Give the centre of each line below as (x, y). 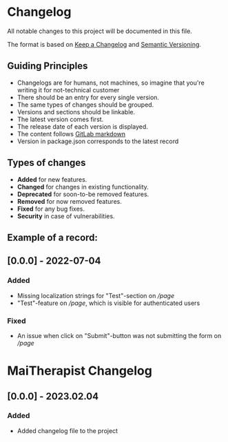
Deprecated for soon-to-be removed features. (83, 194)
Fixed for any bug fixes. (51, 209)
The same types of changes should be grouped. (85, 105)
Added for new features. (52, 179)
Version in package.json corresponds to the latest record (98, 141)
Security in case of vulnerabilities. (66, 216)
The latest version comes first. (60, 119)
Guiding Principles (48, 66)
